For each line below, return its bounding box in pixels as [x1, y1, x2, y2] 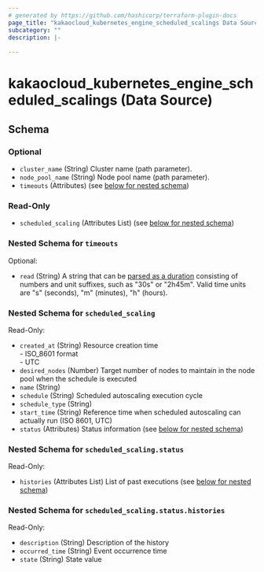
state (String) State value [19, 555, 102, 564]
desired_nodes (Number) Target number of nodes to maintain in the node [19, 365, 255, 375]
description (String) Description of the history [19, 538, 170, 548]
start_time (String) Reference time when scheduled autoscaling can [19, 407, 241, 417]
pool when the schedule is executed [19, 374, 137, 383]
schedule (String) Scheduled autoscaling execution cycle [19, 390, 203, 400]
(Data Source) [120, 91, 214, 109]
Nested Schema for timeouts [8, 238, 119, 249]
